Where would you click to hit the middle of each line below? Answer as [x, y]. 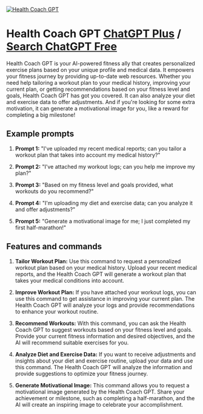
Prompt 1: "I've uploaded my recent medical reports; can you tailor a [101, 148]
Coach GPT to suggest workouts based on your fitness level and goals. [104, 329]
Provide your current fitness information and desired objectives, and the [105, 336]
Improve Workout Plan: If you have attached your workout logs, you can [105, 292]
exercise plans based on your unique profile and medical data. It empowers [100, 70]
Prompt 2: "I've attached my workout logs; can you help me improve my [105, 166]
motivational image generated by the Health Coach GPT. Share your [100, 392]
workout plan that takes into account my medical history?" [88, 155]
